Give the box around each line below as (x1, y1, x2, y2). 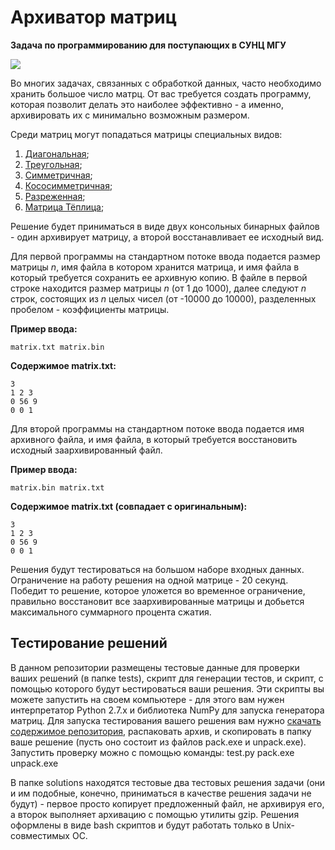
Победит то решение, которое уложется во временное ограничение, (10, 584, 306, 596)
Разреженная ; (24, 190, 86, 202)
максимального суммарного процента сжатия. (10, 606, 212, 618)
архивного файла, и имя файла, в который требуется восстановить (10, 433, 298, 445)
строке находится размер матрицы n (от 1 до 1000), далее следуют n (10, 282, 307, 294)
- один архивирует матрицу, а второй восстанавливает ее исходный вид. (10, 231, 325, 243)
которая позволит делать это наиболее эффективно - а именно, (10, 98, 285, 110)
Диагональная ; (24, 147, 90, 160)
